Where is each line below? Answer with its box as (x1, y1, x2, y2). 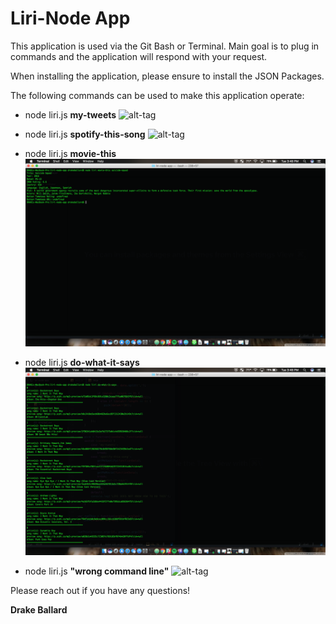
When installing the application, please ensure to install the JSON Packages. (10, 70, 325, 82)
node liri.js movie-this (24, 147, 117, 159)
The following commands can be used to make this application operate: (10, 89, 305, 101)
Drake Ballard (10, 604, 68, 616)
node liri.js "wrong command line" (24, 565, 170, 577)
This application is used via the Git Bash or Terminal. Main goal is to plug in (10, 40, 320, 52)
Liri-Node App (10, 7, 131, 30)
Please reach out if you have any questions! (10, 585, 191, 597)
